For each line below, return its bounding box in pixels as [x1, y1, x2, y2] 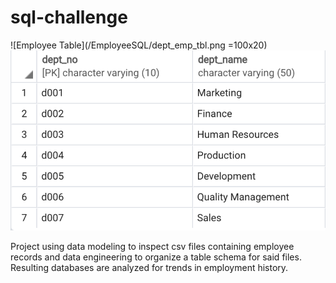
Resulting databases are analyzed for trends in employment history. [10, 261, 289, 273]
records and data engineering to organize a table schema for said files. [10, 251, 302, 263]
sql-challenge [10, 6, 128, 29]
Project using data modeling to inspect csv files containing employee [10, 240, 295, 252]
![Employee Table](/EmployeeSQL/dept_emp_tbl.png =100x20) [10, 39, 268, 51]
